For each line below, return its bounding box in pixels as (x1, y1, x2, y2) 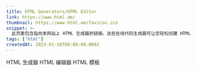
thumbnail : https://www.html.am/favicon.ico (6, 20, 118, 25)
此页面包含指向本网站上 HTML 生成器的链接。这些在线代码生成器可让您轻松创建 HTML (11, 31, 191, 37)
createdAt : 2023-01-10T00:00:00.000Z (6, 42, 100, 48)
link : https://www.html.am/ (6, 14, 76, 20)
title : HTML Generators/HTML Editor (6, 8, 97, 15)
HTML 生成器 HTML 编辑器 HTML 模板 (6, 59, 100, 66)
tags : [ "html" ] (6, 36, 44, 42)
